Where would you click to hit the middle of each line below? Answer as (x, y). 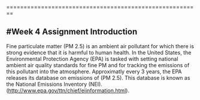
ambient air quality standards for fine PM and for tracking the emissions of (98, 65)
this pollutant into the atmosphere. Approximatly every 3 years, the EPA (94, 71)
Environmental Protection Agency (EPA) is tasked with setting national (92, 59)
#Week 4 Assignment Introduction (72, 32)
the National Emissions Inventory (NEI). (54, 84)
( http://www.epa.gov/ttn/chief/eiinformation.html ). (68, 90)
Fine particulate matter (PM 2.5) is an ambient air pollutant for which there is (100, 46)
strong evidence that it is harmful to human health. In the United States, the (99, 52)
